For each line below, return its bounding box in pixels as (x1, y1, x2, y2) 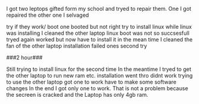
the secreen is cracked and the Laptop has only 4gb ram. (6, 91, 149, 98)
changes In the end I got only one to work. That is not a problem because (6, 85, 189, 92)
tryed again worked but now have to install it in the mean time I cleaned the (6, 36, 193, 43)
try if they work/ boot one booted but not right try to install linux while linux (6, 23, 192, 30)
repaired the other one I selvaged (6, 11, 89, 19)
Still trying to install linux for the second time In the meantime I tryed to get (6, 66, 192, 73)
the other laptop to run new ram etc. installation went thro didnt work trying (6, 72, 193, 79)
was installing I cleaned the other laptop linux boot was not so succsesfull (6, 29, 190, 37)
